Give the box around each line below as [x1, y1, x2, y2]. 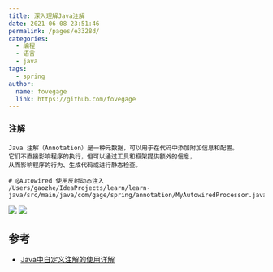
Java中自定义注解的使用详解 [19, 255, 115, 265]
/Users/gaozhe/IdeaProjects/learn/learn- [8, 183, 151, 192]
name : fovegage [15, 87, 67, 96]
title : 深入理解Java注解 [8, 11, 85, 20]
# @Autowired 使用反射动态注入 [8, 176, 105, 185]
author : [8, 80, 35, 88]
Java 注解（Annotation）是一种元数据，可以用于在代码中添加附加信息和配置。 [8, 144, 239, 152]
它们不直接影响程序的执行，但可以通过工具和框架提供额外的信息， [8, 152, 197, 161]
